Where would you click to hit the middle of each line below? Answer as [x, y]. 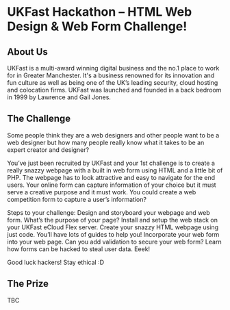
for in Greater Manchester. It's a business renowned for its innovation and [111, 75]
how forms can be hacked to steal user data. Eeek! [79, 249]
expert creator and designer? [48, 150]
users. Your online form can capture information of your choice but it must [112, 185]
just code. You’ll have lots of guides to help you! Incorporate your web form [113, 234]
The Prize [28, 284]
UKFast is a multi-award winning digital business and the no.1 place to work [113, 68]
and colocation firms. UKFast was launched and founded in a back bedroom [114, 90]
